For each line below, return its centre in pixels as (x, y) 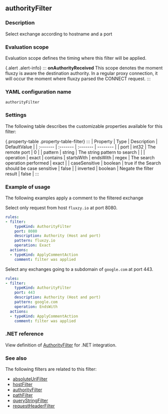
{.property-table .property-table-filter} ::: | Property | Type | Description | (81, 141)
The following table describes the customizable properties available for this (84, 126)
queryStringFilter (30, 400)
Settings (16, 115)
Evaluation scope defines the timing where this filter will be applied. (76, 58)
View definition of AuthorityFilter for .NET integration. (61, 345)
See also (16, 358)
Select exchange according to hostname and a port (59, 34)
